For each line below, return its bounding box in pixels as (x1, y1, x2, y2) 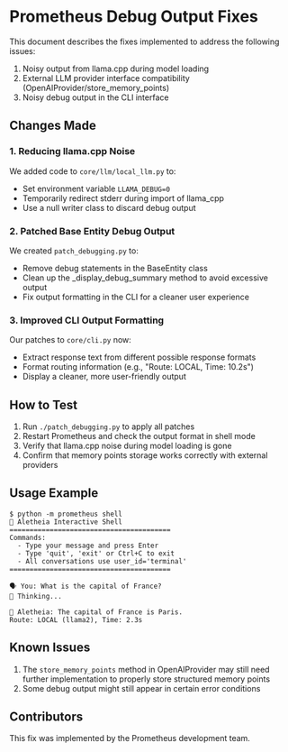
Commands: (9, 533, 47, 542)
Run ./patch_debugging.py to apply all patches (22, 421, 195, 432)
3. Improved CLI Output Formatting (9, 314, 165, 326)
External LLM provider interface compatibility (22, 72, 191, 83)
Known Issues (9, 640, 91, 656)
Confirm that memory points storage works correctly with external (22, 450, 268, 461)
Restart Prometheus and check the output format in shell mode (22, 431, 256, 442)
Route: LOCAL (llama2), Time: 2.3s (9, 615, 143, 624)
